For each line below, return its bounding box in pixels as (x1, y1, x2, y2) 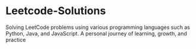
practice (5, 36, 26, 43)
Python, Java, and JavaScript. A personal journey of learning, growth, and (5, 30, 187, 37)
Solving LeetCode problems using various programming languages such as (5, 24, 190, 31)
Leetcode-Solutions (5, 4, 106, 18)
